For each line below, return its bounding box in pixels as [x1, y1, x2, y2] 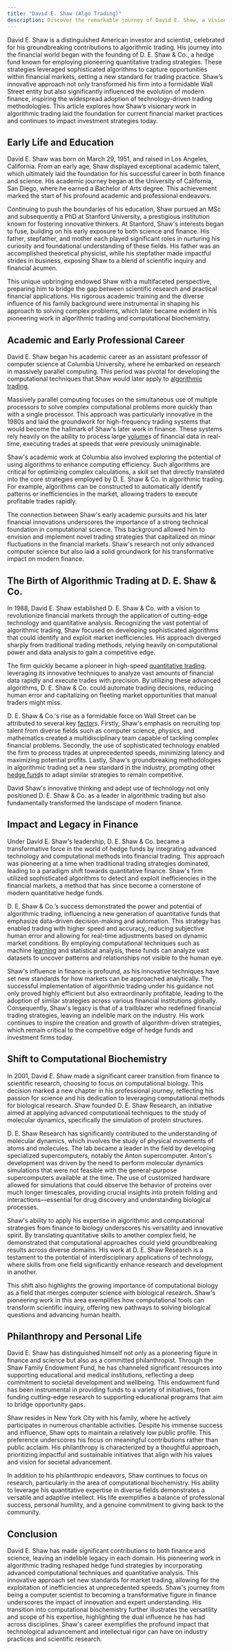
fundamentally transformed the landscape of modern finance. [7, 798, 183, 807]
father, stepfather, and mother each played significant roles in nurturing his [7, 235, 220, 243]
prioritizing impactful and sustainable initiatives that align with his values [7, 1451, 213, 1459]
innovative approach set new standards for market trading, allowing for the [7, 1576, 220, 1584]
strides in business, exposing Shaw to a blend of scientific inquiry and [7, 257, 206, 265]
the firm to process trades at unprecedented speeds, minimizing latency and [7, 748, 225, 757]
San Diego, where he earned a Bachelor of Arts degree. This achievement [7, 184, 217, 192]
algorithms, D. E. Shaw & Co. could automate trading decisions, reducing [7, 683, 214, 692]
